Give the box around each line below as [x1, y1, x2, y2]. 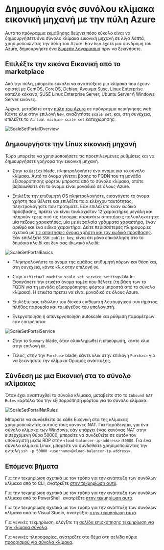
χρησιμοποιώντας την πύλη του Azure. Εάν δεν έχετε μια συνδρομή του [5, 40, 152, 46]
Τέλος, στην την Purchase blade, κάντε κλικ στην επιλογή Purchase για [12, 352, 156, 358]
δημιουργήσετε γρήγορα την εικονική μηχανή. [5, 158, 99, 164]
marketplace [5, 68, 45, 76]
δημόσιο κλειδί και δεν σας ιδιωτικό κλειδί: [12, 239, 100, 246]
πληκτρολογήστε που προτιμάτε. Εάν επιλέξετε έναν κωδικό [12, 203, 136, 209]
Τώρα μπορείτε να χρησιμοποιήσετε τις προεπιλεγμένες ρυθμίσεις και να [5, 153, 155, 159]
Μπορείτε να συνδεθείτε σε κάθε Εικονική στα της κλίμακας [5, 417, 128, 422]
